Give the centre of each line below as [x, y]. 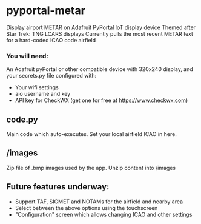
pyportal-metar [46, 11]
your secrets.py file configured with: [51, 76]
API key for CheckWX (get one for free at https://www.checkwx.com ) [101, 100]
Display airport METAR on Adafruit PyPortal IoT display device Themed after [101, 27]
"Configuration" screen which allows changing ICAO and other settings [104, 214]
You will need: [27, 56]
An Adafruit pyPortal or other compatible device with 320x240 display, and [100, 69]
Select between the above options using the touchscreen [86, 208]
